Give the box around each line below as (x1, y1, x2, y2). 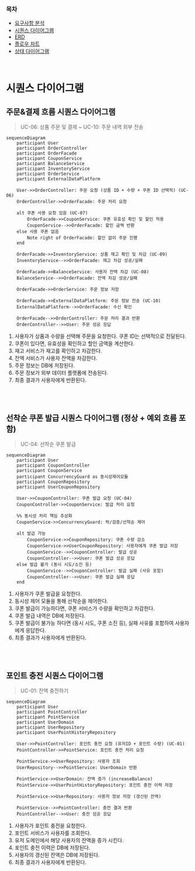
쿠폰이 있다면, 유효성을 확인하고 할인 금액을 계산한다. (14, 340, 135, 347)
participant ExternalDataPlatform (16, 176, 100, 182)
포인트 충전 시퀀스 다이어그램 (6, 670, 104, 680)
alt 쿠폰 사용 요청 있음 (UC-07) (16, 210, 88, 216)
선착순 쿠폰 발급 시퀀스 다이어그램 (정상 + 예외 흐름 (6, 413, 177, 423)
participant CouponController (16, 462, 90, 469)
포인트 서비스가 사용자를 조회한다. (14, 829, 92, 836)
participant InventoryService (16, 166, 90, 172)
